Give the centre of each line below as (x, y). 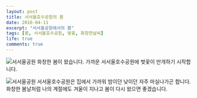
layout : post (22, 11)
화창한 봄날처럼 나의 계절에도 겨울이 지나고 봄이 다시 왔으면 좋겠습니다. (87, 89)
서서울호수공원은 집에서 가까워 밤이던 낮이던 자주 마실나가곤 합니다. (114, 81)
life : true (19, 39)
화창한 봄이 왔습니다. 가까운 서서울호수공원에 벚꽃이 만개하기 (106, 62)
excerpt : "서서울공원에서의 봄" (40, 28)
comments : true (25, 45)
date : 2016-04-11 (27, 22)
